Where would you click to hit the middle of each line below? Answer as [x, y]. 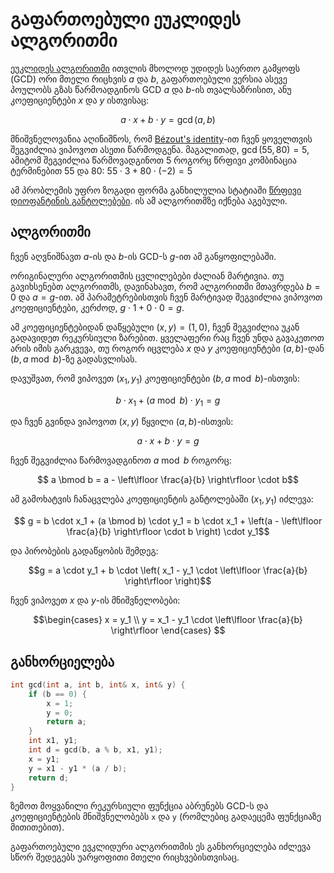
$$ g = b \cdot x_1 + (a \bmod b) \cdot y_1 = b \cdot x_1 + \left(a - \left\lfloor [168, 521]
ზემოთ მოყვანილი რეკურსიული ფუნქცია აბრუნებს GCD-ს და [139, 806]
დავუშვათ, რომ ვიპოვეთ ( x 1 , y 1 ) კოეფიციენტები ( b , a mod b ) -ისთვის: [155, 379]
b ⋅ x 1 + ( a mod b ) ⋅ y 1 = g [168, 401]
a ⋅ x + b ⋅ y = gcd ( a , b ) [168, 119]
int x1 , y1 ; [53, 741]
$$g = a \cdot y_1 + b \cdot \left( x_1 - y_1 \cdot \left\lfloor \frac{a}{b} [168, 570]
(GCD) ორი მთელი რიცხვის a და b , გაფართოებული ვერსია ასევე [149, 79]
